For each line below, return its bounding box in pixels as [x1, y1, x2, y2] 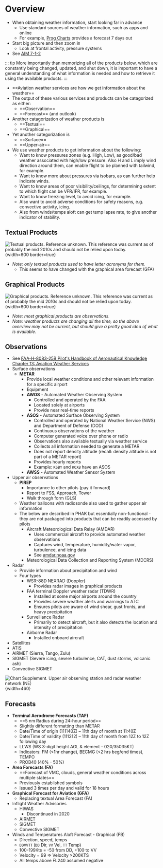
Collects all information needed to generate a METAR [33, 443, 140, 449]
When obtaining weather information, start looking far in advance [12, 19, 143, 25]
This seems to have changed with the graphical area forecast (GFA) [19, 266, 154, 272]
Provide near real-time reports [33, 407, 95, 413]
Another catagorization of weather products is [12, 116, 105, 122]
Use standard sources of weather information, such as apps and [19, 24, 148, 30]
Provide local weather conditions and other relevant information [26, 376, 154, 382]
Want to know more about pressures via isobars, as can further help [19, 173, 155, 179]
